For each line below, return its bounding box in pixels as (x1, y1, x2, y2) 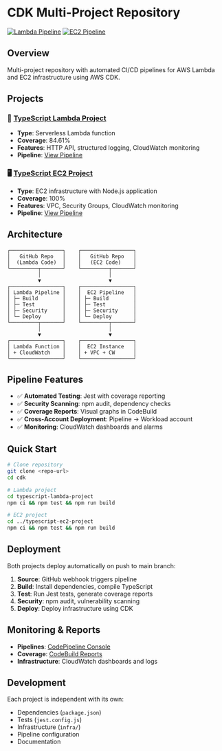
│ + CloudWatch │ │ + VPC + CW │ (7, 349, 137, 356)
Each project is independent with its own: (7, 695, 124, 704)
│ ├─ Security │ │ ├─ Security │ (7, 307, 137, 314)
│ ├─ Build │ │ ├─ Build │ (7, 295, 137, 302)
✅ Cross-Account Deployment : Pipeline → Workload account (16, 415, 193, 423)
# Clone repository (7, 462, 63, 469)
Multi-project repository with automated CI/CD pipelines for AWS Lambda (7, 65, 215, 74)
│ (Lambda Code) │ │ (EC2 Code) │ (7, 259, 137, 266)
